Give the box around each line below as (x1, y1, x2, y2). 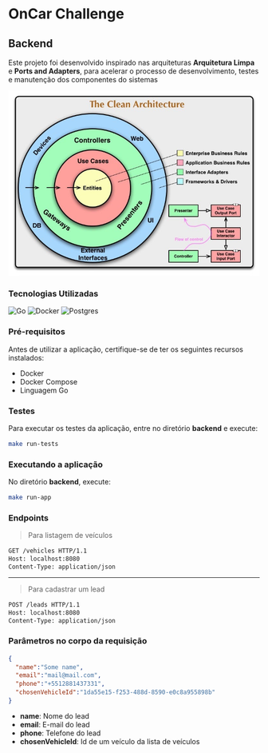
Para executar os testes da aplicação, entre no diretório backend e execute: (8, 424, 258, 433)
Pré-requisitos (8, 326, 65, 337)
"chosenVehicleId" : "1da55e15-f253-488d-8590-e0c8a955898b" (15, 688, 216, 696)
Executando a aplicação (8, 459, 104, 470)
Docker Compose (19, 376, 78, 386)
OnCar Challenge (8, 5, 125, 23)
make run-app (8, 493, 52, 502)
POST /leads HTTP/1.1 (8, 601, 81, 609)
